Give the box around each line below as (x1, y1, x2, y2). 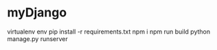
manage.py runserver (7, 34, 69, 42)
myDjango (7, 5, 67, 21)
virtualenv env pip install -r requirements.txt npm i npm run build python (7, 27, 211, 36)
